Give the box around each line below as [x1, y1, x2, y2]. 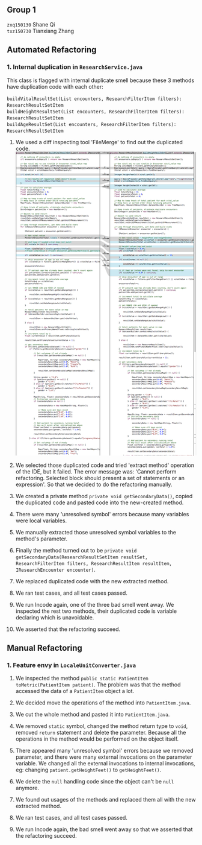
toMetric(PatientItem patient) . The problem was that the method [15, 681, 181, 688]
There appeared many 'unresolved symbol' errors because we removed [15, 747, 194, 755]
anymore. [15, 784, 40, 792]
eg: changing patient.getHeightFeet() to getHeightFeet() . [15, 766, 162, 774]
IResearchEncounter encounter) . [15, 566, 96, 573]
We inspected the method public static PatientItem [15, 675, 149, 682]
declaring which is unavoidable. [15, 613, 94, 621]
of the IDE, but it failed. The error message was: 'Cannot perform [15, 467, 177, 475]
